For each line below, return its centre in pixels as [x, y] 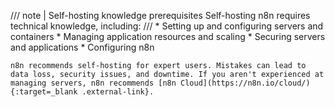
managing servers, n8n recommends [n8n [93, 83]
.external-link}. [118, 92]
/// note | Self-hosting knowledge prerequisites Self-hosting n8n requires [160, 15]
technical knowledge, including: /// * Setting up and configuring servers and [167, 26]
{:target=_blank [44, 92]
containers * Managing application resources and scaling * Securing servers [168, 36]
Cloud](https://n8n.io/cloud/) [245, 83]
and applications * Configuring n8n [82, 47]
